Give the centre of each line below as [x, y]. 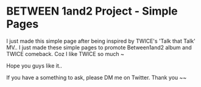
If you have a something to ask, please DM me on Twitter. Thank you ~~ [97, 77]
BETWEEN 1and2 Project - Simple [92, 11]
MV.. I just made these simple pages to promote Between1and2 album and [99, 47]
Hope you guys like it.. [34, 66]
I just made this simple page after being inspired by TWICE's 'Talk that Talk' [101, 41]
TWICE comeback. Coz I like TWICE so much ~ [65, 54]
